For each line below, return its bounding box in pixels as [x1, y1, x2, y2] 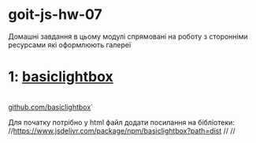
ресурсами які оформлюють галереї [8, 40, 132, 49]
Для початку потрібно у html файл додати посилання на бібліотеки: [8, 117, 235, 127]
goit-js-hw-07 [8, 6, 102, 24]
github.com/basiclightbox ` [8, 102, 93, 111]
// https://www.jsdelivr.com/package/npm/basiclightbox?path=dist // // [8, 126, 236, 135]
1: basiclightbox [8, 68, 114, 86]
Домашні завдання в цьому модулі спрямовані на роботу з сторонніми [8, 32, 248, 41]
